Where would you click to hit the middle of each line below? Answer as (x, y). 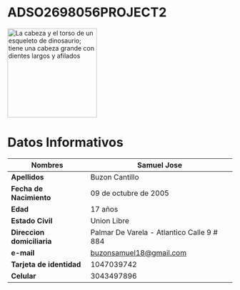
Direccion (28, 232)
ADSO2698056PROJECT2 (87, 12)
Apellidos (27, 177)
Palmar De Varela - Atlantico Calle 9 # (154, 232)
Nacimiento (31, 197)
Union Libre (110, 220)
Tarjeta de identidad (46, 264)
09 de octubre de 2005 (130, 193)
